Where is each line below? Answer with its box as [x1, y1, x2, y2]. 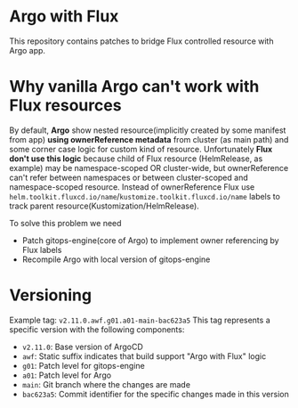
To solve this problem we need [9, 217, 122, 228]
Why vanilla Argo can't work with [9, 77, 260, 97]
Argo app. [9, 45, 46, 55]
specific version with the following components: [9, 323, 185, 335]
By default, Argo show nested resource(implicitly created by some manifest [9, 125, 286, 135]
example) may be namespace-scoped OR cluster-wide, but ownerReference [9, 162, 289, 173]
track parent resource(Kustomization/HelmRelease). [9, 200, 200, 211]
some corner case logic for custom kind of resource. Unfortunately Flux [9, 143, 273, 154]
